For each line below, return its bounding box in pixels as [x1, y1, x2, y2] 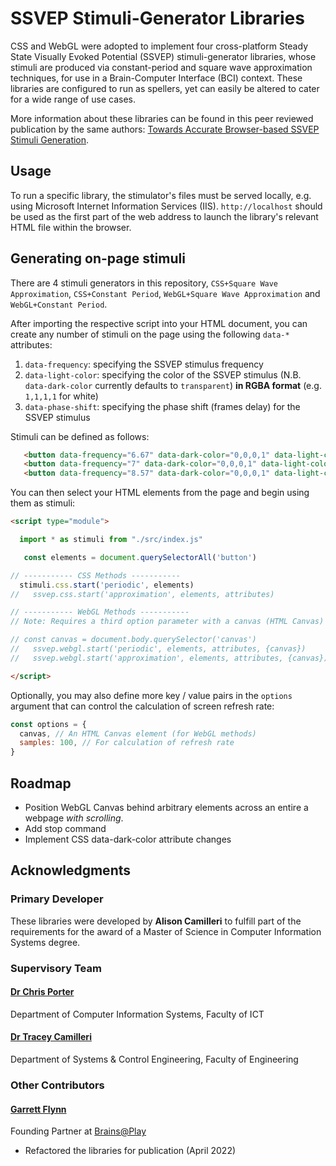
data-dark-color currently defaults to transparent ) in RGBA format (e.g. [24, 379, 322, 391]
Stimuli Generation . [10, 133, 90, 146]
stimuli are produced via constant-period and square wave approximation [10, 61, 313, 73]
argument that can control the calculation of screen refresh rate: [10, 700, 275, 712]
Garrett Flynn [10, 1103, 67, 1115]
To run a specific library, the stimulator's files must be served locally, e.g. [10, 189, 312, 201]
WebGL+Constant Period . [10, 298, 108, 310]
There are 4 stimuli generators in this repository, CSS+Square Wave [10, 277, 279, 289]
